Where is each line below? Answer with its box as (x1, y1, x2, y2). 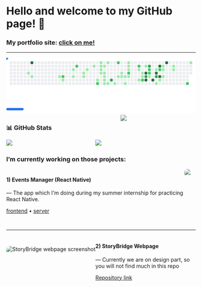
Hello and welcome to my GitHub (6, 4, 173, 18)
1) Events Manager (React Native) (6, 176, 91, 183)
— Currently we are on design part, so (95, 256, 191, 263)
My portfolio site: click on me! (6, 38, 95, 47)
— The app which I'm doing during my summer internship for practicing (6, 189, 183, 196)
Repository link (95, 274, 132, 281)
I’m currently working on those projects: (6, 155, 126, 163)
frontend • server (6, 207, 50, 214)
